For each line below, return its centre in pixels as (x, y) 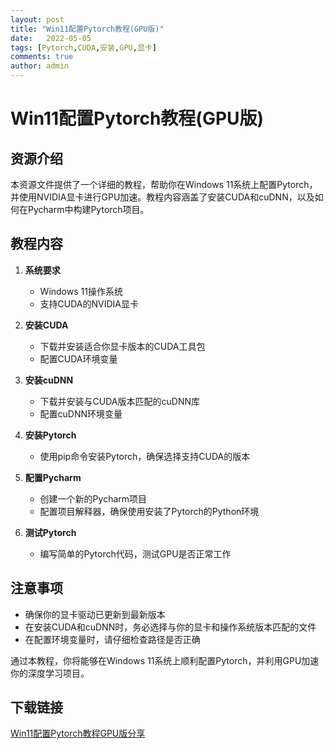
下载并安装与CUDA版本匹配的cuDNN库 (119, 401)
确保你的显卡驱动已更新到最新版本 (95, 614)
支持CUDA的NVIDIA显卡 (89, 303)
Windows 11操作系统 (81, 291)
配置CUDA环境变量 (78, 358)
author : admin (40, 66)
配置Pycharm (53, 477)
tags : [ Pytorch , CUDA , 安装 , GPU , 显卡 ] (83, 47)
